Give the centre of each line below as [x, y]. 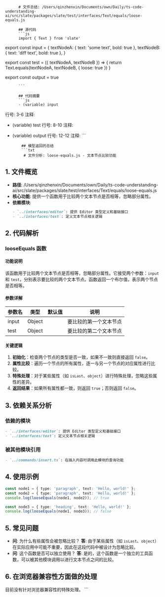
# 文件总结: [29, 7]
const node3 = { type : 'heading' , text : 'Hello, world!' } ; [68, 507]
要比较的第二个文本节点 [95, 331]
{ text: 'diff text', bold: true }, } [35, 53]
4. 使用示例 [22, 477]
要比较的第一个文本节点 [95, 322]
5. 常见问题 [22, 528]
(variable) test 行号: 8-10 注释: [43, 125]
